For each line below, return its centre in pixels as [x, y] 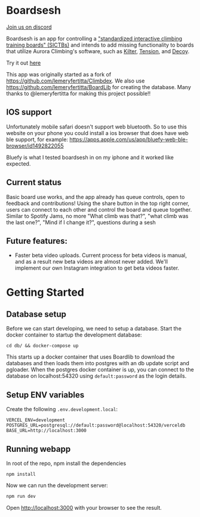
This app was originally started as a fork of [59, 74]
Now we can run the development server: [57, 485]
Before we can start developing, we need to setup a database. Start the [94, 329]
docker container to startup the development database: [74, 335]
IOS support [29, 112]
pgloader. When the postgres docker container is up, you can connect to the [100, 370]
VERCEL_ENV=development [36, 420]
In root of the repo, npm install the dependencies [66, 463]
